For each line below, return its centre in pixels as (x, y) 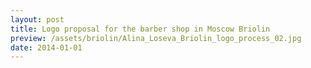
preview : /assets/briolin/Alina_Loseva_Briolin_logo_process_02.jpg (156, 38)
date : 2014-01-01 (46, 47)
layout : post (37, 19)
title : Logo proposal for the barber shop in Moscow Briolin (140, 29)
